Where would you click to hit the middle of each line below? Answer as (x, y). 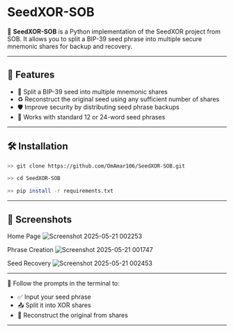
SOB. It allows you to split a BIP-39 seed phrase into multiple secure (105, 38)
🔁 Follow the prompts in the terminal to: (63, 283)
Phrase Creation (30, 250)
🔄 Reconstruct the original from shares (73, 315)
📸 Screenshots (40, 220)
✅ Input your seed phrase (54, 297)
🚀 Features (31, 75)
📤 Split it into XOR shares (54, 305)
